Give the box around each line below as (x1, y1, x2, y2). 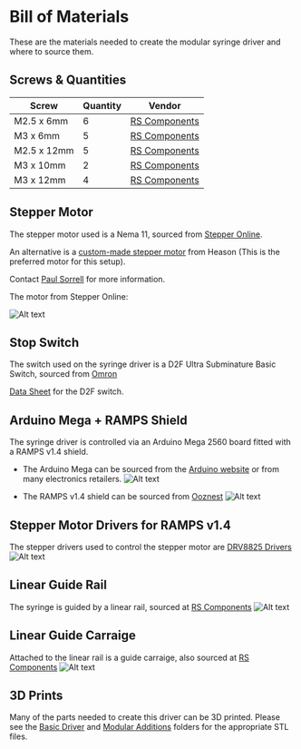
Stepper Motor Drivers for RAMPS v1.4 (9, 517, 231, 533)
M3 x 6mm (14, 129, 61, 142)
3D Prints (9, 688, 63, 704)
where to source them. (9, 45, 94, 56)
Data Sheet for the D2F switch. (9, 386, 124, 397)
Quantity (83, 99, 122, 112)
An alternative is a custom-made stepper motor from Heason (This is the (9, 246, 281, 257)
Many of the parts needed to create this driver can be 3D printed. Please (9, 712, 281, 723)
